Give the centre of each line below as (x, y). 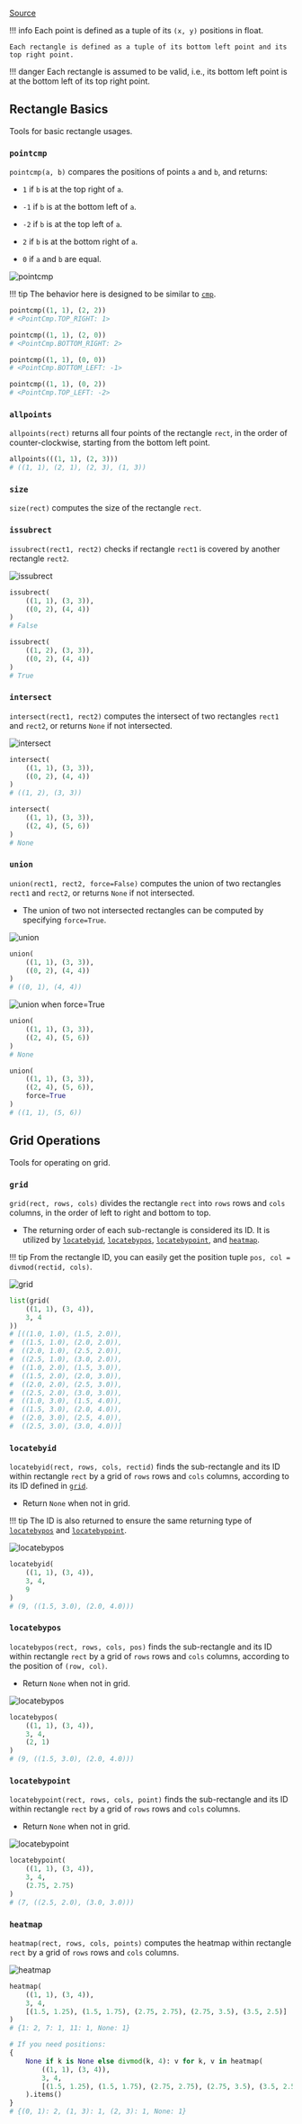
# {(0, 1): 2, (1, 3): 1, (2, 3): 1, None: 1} (98, 2111)
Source (22, 13)
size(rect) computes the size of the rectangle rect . (106, 508)
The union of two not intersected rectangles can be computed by (143, 910)
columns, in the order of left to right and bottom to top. (110, 1212)
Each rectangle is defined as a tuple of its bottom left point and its (148, 47)
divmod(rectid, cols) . (51, 1266)
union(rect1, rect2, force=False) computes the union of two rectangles (145, 883)
